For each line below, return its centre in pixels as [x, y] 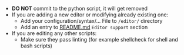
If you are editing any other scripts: [54, 33]
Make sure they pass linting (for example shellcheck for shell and [99, 39]
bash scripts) [36, 46]
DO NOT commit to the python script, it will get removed [80, 8]
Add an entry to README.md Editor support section [84, 27]
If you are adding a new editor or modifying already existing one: [90, 15]
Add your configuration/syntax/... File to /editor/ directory [91, 21]
